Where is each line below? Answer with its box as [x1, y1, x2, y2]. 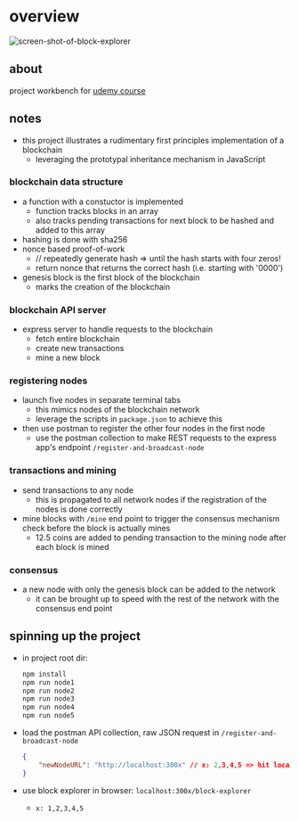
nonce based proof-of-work [21, 243, 125, 254]
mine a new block [35, 352, 101, 363]
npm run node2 [21, 686, 75, 695]
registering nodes [9, 374, 88, 387]
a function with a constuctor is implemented [21, 196, 184, 207]
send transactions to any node [21, 484, 134, 496]
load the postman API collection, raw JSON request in [21, 727, 220, 738]
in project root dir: [21, 653, 89, 663]
